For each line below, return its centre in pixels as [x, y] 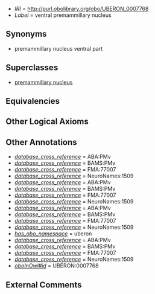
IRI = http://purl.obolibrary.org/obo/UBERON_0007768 [81, 9]
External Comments [44, 285]
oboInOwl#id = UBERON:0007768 [56, 266]
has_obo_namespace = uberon [53, 234]
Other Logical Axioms [47, 122]
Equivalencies [33, 101]
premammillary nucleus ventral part [59, 48]
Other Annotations [41, 142]
